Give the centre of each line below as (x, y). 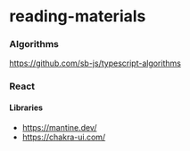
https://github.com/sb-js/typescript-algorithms (95, 63)
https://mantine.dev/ (59, 127)
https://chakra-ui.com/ (64, 137)
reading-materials (78, 16)
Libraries (26, 107)
